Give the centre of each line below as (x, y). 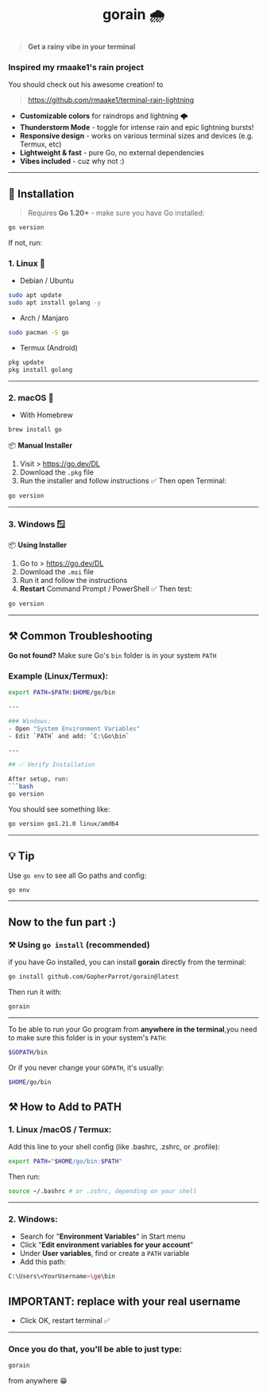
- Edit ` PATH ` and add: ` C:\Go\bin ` (69, 736)
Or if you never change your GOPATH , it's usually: (86, 1067)
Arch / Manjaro (44, 318)
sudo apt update (35, 295)
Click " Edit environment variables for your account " (106, 1245)
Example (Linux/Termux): (58, 675)
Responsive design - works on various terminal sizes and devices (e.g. (137, 136)
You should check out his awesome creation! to (86, 84)
